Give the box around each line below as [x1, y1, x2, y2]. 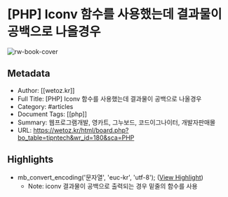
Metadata [7, 68, 51, 80]
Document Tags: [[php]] [17, 110, 88, 118]
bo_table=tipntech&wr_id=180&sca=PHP [17, 133, 135, 142]
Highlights [7, 154, 54, 166]
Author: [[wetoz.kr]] [17, 86, 75, 94]
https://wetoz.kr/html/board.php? [33, 126, 129, 134]
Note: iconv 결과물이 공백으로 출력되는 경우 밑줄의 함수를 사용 [27, 182, 198, 190]
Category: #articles [17, 102, 74, 110]
